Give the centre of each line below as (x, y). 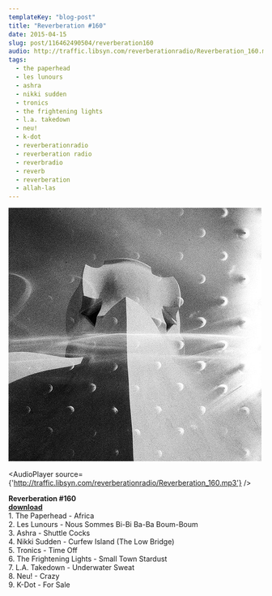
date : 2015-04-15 (38, 34)
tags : (17, 60)
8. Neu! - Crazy (34, 577)
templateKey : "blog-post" (52, 17)
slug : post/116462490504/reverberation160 (81, 43)
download (25, 508)
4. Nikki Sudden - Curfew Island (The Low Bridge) (91, 542)
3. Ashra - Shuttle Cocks (49, 533)
